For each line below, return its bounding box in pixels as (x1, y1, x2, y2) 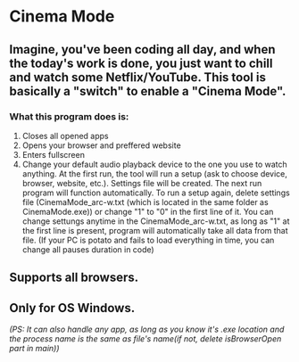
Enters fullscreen (21, 149, 85, 160)
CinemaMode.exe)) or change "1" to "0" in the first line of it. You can (21, 206, 274, 217)
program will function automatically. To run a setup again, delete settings (21, 187, 290, 198)
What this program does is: (9, 110, 129, 122)
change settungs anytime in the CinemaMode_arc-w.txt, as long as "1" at (21, 216, 290, 226)
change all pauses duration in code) (21, 243, 154, 255)
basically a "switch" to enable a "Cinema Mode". (9, 83, 287, 99)
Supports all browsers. (9, 270, 139, 285)
